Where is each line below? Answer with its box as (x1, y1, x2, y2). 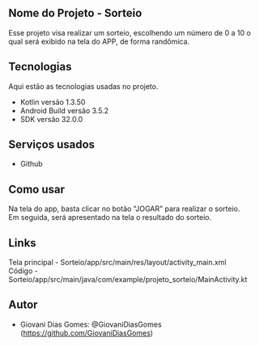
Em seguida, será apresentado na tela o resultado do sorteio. (8, 213, 212, 222)
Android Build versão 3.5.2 (19, 105, 109, 116)
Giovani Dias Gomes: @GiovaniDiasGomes (19, 319, 162, 329)
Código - (8, 266, 38, 276)
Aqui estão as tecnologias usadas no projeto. (8, 81, 159, 91)
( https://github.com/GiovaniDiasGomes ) (19, 327, 154, 338)
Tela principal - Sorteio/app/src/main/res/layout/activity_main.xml (8, 258, 227, 268)
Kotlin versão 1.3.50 (19, 97, 86, 107)
